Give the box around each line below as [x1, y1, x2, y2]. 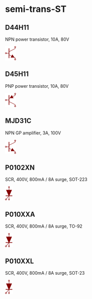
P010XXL [5, 257, 34, 265]
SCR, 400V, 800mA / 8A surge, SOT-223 [5, 177, 88, 182]
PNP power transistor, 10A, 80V [5, 83, 69, 89]
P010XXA [5, 210, 35, 219]
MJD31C [5, 117, 32, 125]
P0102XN [5, 164, 35, 172]
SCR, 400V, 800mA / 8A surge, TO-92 [5, 223, 83, 229]
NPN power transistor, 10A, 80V [5, 36, 69, 42]
